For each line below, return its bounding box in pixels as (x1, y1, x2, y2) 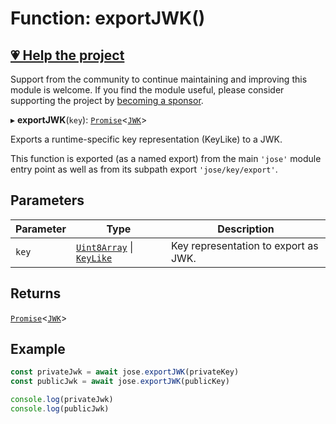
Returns (10, 285, 62, 302)
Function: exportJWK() (10, 7, 206, 30)
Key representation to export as (170, 238, 319, 252)
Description (217, 222, 275, 236)
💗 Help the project (10, 47, 125, 64)
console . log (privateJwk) (10, 395, 114, 405)
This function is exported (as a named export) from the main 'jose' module (10, 153, 322, 164)
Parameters (10, 192, 85, 209)
